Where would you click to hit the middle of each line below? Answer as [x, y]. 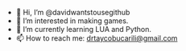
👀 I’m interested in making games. [72, 21]
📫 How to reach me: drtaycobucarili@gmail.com [97, 38]
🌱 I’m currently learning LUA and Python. [83, 29]
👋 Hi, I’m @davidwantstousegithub [73, 12]
